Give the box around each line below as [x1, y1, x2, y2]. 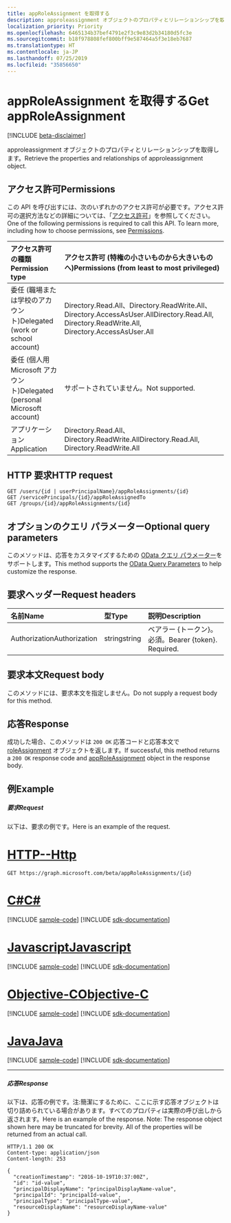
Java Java [7, 1033, 63, 1049]
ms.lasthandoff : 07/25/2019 [7, 55, 88, 62]
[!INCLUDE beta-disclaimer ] [7, 131, 86, 139]
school [10, 334, 33, 343]
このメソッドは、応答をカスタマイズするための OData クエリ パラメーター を [7, 551, 223, 559]
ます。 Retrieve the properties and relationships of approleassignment [7, 154, 203, 162]
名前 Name [10, 611, 45, 620]
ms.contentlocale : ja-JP [7, 49, 78, 56]
